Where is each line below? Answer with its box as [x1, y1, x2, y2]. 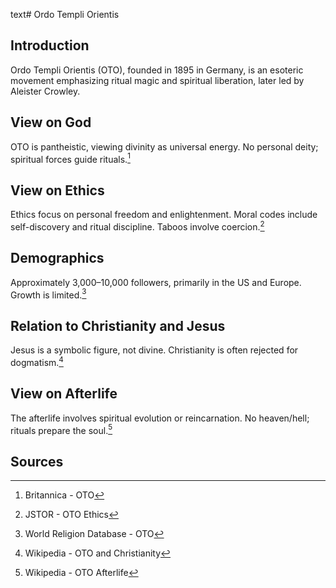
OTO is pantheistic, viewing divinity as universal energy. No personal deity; [10, 140, 319, 153]
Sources [10, 453, 64, 470]
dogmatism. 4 [10, 355, 64, 368]
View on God [10, 114, 92, 131]
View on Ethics [10, 182, 105, 199]
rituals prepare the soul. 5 [10, 422, 113, 436]
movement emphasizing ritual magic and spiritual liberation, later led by [10, 74, 305, 86]
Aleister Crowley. [10, 85, 81, 97]
